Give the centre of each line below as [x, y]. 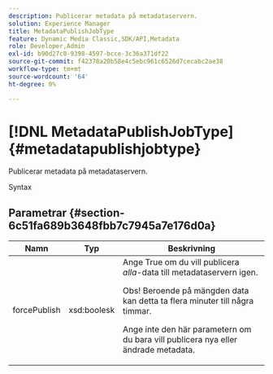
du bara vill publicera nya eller [180, 340]
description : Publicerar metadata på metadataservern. [103, 16]
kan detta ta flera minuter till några [188, 301]
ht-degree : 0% [32, 84]
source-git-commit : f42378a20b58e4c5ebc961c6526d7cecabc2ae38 [116, 62]
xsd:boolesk [92, 310]
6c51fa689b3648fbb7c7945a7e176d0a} [112, 225]
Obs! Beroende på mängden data [186, 291]
